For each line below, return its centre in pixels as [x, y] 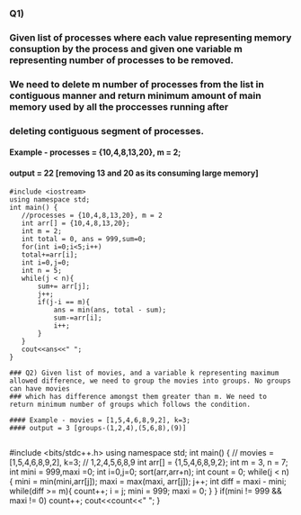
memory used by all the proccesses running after [119, 106]
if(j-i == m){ [64, 303]
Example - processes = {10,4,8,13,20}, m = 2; [95, 152]
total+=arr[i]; [49, 255]
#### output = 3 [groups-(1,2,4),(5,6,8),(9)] [98, 429]
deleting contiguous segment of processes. [107, 131]
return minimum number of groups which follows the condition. [130, 405]
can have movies [40, 389]
